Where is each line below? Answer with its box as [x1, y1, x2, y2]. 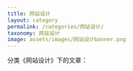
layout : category [7, 17, 58, 24]
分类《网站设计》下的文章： [7, 56, 88, 65]
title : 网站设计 [7, 10, 51, 17]
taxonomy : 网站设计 [7, 29, 61, 37]
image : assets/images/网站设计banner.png [7, 36, 127, 43]
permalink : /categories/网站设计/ [7, 23, 104, 30]
